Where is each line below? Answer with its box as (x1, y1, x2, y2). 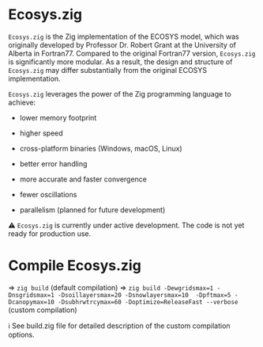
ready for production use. (8, 228, 92, 238)
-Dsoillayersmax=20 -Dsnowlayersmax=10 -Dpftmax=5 (58, 291, 231, 299)
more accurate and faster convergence (19, 174, 148, 184)
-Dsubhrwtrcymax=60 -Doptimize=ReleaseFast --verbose (58, 298, 239, 306)
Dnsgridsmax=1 (8, 291, 55, 299)
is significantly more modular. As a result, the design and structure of (8, 57, 233, 67)
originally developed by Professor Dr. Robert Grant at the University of (8, 40, 237, 49)
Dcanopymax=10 (8, 298, 55, 306)
